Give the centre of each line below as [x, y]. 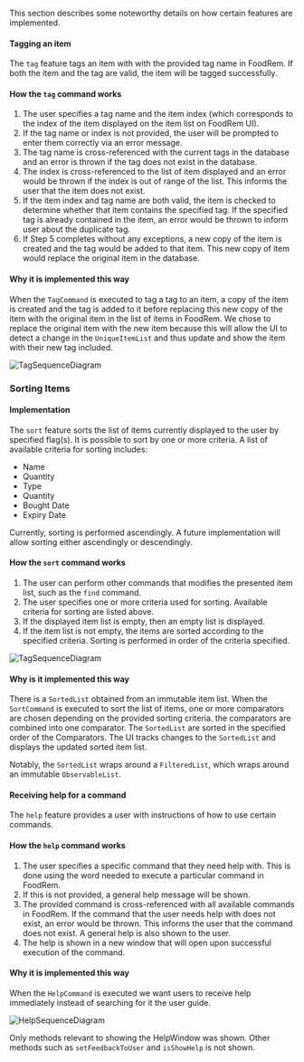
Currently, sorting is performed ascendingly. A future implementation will [145, 532]
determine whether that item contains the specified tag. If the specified [155, 210]
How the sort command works [68, 563]
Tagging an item [40, 43]
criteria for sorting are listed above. [88, 611]
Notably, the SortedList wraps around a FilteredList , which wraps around [149, 765]
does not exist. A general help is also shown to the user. [126, 933]
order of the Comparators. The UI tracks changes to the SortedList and [142, 738]
